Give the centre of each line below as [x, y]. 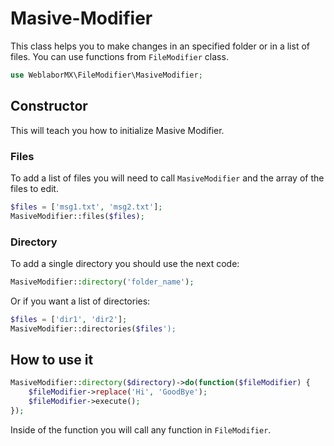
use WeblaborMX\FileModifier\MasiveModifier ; [106, 75]
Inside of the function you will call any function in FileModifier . [141, 429]
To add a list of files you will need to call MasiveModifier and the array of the [167, 178]
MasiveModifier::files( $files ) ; [77, 216]
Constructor [49, 106]
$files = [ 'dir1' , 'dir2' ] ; [69, 319]
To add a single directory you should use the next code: [125, 263]
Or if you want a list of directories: [80, 301]
